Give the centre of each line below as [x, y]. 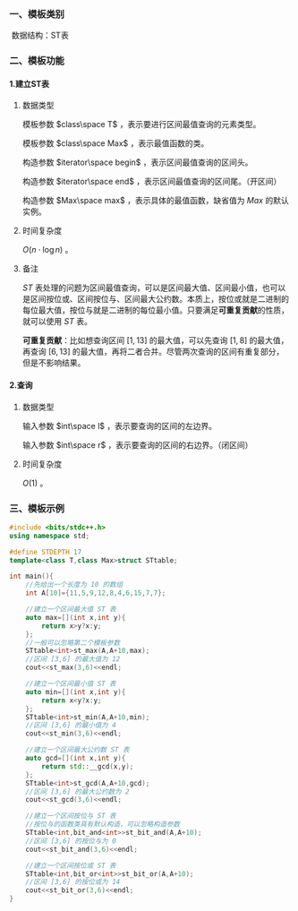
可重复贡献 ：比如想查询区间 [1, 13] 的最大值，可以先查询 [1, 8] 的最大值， [155, 340]
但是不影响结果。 [54, 363]
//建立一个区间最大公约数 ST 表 [77, 750]
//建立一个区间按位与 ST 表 [71, 816]
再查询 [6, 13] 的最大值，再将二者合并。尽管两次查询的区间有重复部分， [153, 352]
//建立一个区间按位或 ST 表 [71, 865]
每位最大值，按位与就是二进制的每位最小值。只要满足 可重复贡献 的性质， [155, 310]
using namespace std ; [50, 536]
